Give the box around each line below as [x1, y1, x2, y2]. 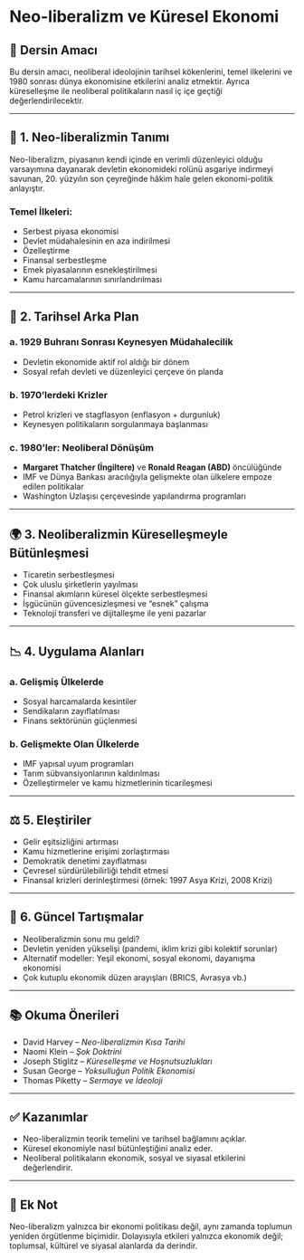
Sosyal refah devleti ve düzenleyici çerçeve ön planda [22, 366, 223, 377]
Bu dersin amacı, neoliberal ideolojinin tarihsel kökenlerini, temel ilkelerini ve [9, 66, 292, 77]
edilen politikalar [22, 482, 84, 492]
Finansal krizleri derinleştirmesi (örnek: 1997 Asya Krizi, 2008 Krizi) [22, 875, 273, 885]
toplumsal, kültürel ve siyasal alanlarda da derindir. [9, 1240, 198, 1251]
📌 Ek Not [9, 1197, 59, 1212]
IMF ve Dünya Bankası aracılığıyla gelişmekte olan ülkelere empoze [22, 472, 273, 482]
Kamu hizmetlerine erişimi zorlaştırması [22, 846, 170, 856]
